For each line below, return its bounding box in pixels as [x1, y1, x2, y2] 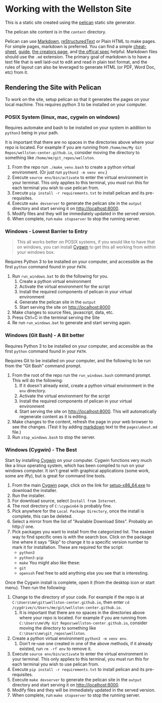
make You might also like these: [19, 560, 81, 565]
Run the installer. [12, 492, 46, 498]
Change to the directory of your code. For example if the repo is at [12, 594, 144, 600]
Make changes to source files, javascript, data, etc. [12, 310, 114, 316]
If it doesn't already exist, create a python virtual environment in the [19, 383, 154, 388]
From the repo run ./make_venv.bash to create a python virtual [12, 164, 135, 170]
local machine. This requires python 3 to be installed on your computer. [5, 101, 147, 107]
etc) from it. [5, 69, 29, 75]
